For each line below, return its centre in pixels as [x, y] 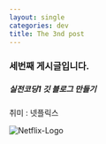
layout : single [37, 17]
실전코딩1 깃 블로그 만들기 [53, 88]
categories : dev [39, 26]
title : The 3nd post [47, 34]
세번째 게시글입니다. [49, 66]
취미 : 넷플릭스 [34, 113]
